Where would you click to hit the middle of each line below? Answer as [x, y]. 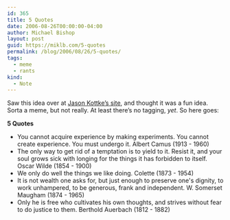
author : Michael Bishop [41, 33]
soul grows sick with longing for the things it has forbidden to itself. [112, 159]
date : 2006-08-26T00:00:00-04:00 [55, 26]
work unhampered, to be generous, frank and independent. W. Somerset [120, 188]
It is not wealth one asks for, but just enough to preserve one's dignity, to [120, 181]
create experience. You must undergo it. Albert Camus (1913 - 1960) [113, 144]
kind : [15, 77]
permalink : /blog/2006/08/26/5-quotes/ [64, 52]
